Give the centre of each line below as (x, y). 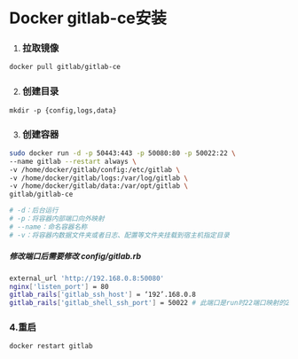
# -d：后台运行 (34, 211)
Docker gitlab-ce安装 (88, 18)
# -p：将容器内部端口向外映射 (57, 219)
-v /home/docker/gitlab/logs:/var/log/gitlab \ (99, 178)
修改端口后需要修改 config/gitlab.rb (75, 256)
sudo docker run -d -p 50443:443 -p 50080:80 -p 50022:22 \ (123, 153)
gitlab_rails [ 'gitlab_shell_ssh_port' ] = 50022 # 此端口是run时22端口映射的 (148, 303)
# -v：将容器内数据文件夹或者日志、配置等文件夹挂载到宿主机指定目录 (120, 235)
